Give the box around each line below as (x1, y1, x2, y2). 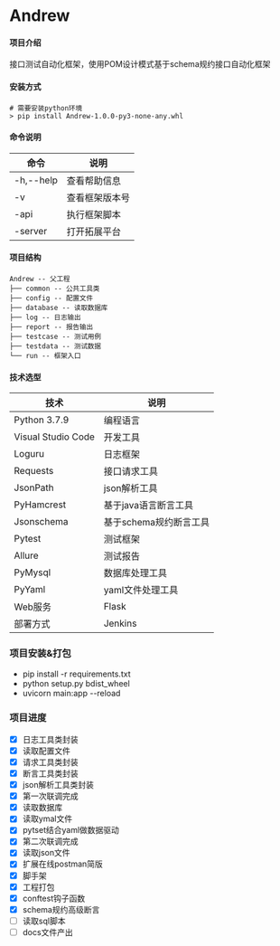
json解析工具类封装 (22, 780, 95, 790)
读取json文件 (22, 847, 70, 858)
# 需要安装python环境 (9, 103, 83, 113)
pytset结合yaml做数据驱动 (22, 825, 120, 836)
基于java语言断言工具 (103, 499, 194, 512)
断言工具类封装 (22, 768, 79, 779)
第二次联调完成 (22, 836, 79, 847)
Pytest (14, 533, 42, 545)
